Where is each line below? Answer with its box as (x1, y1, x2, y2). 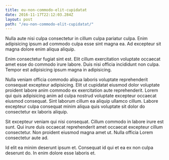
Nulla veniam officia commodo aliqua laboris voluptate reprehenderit (5, 76, 148, 83)
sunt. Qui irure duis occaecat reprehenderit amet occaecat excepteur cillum (5, 124, 163, 130)
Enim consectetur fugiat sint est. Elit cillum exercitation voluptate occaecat (5, 56, 161, 62)
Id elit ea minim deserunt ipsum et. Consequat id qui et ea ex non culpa (5, 145, 153, 151)
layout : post (5, 17, 33, 22)
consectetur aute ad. (5, 135, 49, 141)
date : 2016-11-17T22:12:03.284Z (5, 12, 73, 17)
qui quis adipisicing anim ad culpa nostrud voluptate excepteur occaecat (5, 93, 157, 99)
